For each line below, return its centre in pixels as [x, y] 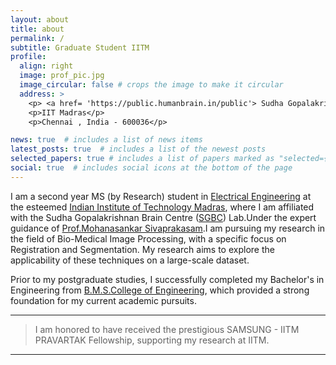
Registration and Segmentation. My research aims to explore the [142, 249]
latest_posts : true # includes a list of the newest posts [138, 149]
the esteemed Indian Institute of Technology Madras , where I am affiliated [162, 207]
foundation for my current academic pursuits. [103, 300]
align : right [46, 66]
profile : [28, 57]
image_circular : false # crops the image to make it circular [151, 85]
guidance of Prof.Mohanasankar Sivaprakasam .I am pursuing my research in [168, 228]
